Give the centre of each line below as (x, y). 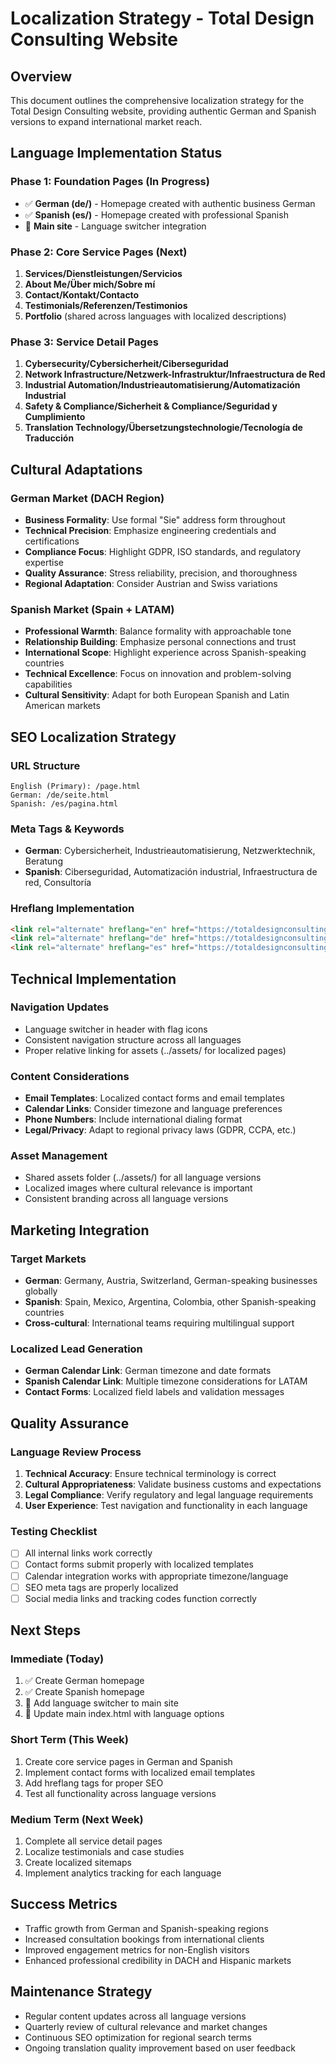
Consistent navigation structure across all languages (133, 1039)
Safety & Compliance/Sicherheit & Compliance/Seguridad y (151, 406)
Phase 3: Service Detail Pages (84, 342)
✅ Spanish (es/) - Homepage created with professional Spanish (156, 214)
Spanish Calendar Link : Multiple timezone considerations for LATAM (166, 1381)
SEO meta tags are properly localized (101, 1587)
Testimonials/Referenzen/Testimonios (106, 305)
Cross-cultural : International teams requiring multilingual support (159, 1323)
